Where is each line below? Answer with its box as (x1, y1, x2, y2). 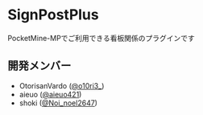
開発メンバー (7, 59, 72, 73)
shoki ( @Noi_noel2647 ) (19, 98, 98, 108)
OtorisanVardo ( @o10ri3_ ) (19, 80, 105, 90)
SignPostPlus (7, 6, 99, 24)
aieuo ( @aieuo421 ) (19, 89, 82, 99)
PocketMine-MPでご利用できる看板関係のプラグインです (7, 33, 195, 43)
